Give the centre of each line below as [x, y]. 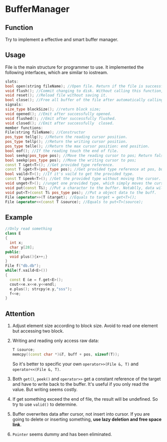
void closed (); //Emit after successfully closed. [60, 123]
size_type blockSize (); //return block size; [53, 110]
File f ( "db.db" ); [23, 266]
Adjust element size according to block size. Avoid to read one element [85, 326]
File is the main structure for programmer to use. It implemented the [75, 67]
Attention [20, 314]
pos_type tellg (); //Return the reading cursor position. [66, 137]
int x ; [16, 242]
